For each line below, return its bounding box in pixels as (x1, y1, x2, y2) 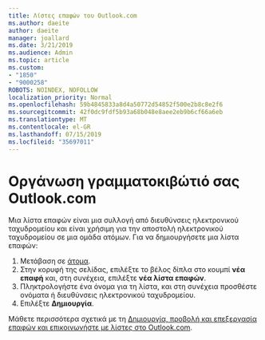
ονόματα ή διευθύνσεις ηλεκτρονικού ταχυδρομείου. (19, 291, 196, 300)
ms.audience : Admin (8, 49, 73, 57)
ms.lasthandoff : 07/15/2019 (8, 130, 102, 138)
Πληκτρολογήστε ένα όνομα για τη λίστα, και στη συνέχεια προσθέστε (19, 282, 258, 291)
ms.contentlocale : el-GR (8, 123, 91, 131)
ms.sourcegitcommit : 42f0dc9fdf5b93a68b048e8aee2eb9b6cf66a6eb (8, 109, 223, 117)
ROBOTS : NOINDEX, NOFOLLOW (8, 85, 98, 94)
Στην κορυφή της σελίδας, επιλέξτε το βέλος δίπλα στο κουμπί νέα (19, 265, 246, 275)
